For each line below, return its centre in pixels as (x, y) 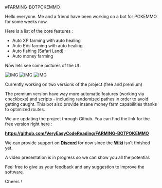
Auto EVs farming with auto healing (47, 46)
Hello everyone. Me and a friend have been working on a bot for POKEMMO (81, 16)
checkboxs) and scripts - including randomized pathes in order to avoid (77, 99)
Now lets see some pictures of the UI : (43, 66)
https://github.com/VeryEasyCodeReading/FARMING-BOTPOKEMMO (77, 133)
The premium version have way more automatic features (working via (75, 94)
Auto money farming (33, 56)
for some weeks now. (26, 22)
